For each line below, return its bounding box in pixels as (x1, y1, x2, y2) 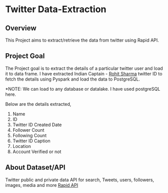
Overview (5, 24, 37, 32)
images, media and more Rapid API (5, 182, 78, 188)
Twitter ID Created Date (12, 122, 62, 128)
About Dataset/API (5, 163, 66, 172)
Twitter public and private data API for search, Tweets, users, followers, (5, 176, 154, 183)
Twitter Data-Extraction (5, 4, 107, 15)
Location (12, 143, 31, 149)
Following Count (12, 132, 47, 138)
